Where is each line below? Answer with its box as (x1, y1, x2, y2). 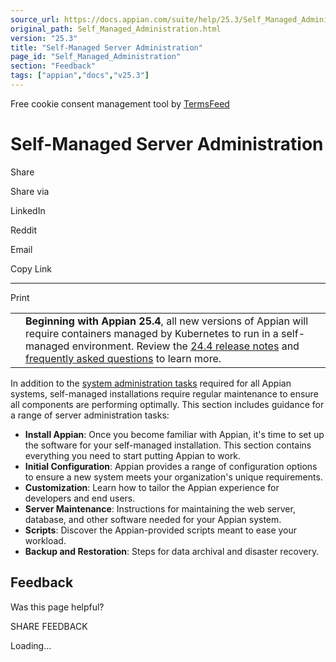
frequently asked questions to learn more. (25, 351, 222, 365)
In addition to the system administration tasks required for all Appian (10, 377, 292, 389)
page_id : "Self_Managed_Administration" (10, 52, 182, 62)
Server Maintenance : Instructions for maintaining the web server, (24, 502, 296, 515)
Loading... (10, 639, 52, 651)
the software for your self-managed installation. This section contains (24, 439, 312, 451)
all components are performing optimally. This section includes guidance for (10, 398, 325, 410)
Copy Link (10, 262, 52, 275)
